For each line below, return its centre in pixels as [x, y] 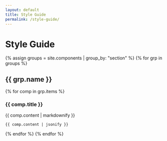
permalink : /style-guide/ [32, 19]
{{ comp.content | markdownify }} [40, 115]
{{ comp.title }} [24, 105]
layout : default [22, 10]
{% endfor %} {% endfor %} [34, 134]
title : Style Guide [26, 15]
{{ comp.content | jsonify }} [37, 125]
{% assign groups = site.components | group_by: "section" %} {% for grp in [84, 58]
